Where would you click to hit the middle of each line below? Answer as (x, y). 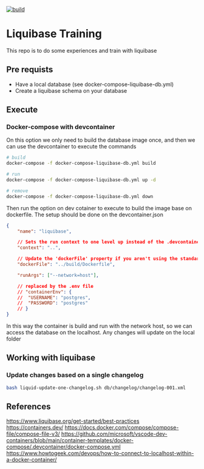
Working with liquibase (51, 358)
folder (14, 339)
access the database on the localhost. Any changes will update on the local (101, 333)
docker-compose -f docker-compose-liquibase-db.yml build (81, 164)
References (29, 407)
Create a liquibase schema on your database (71, 90)
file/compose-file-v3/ (33, 434)
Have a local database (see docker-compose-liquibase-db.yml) (94, 84)
